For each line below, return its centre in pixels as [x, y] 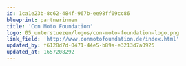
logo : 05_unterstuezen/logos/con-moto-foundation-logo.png [93, 33]
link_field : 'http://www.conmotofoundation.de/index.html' [93, 39]
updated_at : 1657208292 [41, 52]
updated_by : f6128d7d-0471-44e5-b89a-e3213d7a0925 [81, 45]
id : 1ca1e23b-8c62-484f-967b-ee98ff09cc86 [68, 13]
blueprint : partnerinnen [42, 20]
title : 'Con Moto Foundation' [50, 26]
